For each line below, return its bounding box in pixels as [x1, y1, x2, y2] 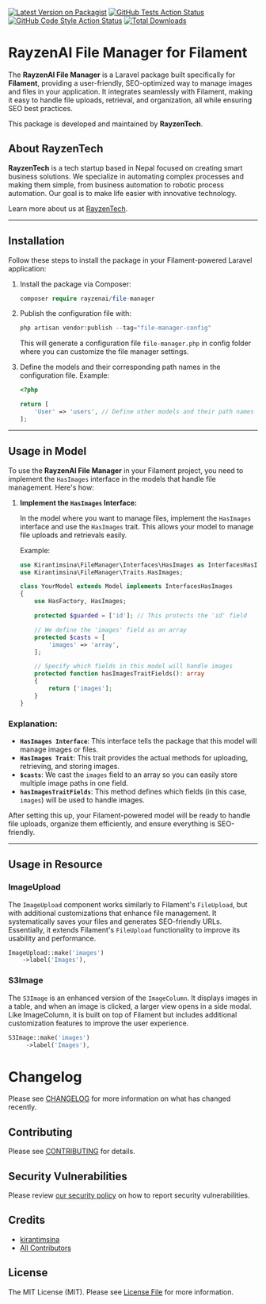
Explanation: [8, 718, 58, 729]
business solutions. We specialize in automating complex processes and [8, 171, 244, 181]
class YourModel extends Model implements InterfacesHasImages [19, 583, 234, 590]
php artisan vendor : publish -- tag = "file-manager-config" [19, 324, 212, 333]
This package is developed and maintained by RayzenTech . [8, 119, 203, 129]
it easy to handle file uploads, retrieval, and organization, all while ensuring [8, 95, 252, 105]
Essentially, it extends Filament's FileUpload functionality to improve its [8, 925, 240, 934]
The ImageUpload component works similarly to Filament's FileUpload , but [8, 899, 248, 909]
